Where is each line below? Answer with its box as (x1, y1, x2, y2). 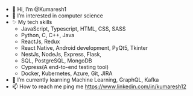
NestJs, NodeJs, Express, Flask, (21, 51, 101, 58)
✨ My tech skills (11, 19, 52, 25)
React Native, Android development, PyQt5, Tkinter (21, 44, 148, 51)
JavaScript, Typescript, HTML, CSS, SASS (21, 25, 126, 32)
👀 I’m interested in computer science (11, 12, 104, 19)
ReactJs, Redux (21, 38, 60, 45)
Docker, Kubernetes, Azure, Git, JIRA (21, 70, 113, 77)
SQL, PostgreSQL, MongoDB (21, 57, 92, 64)
